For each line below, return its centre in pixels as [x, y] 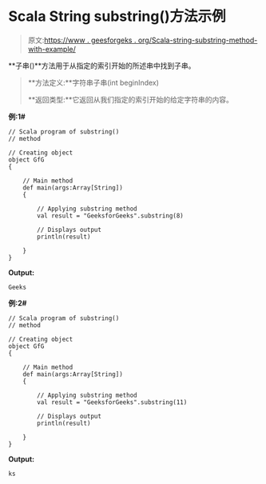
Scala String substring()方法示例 [117, 16]
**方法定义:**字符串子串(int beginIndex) [93, 82]
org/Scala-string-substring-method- [198, 40]
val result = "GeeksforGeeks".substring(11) [112, 402]
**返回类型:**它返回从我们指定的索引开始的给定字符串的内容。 [130, 99]
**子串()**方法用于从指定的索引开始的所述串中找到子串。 [102, 66]
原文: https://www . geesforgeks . [82, 40]
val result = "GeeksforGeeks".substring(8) [110, 216]
